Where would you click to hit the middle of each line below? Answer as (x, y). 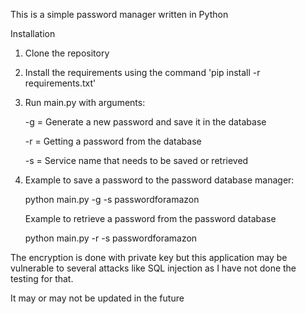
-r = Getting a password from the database (113, 141)
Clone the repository (67, 53)
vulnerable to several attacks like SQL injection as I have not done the (153, 268)
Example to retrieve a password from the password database (150, 218)
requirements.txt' (60, 83)
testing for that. (42, 278)
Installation (33, 33)
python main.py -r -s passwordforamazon (111, 238)
